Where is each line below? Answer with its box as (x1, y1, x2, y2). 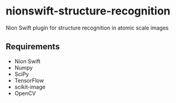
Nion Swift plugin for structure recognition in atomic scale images (5, 24, 169, 31)
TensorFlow (14, 76, 44, 84)
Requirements (5, 42, 60, 52)
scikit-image (14, 83, 46, 90)
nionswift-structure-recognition (5, 4, 171, 18)
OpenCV (14, 89, 36, 97)
